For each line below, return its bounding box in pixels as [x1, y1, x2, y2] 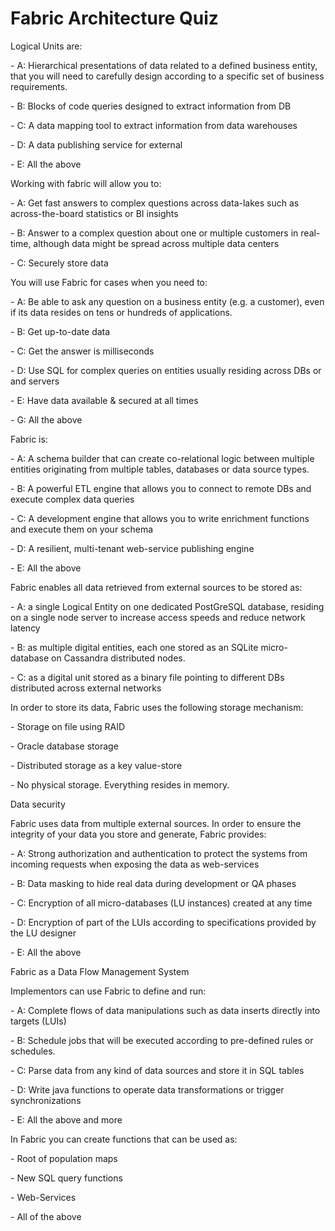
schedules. [10, 1045, 56, 1057]
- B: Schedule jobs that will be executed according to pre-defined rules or [10, 1034, 314, 1046]
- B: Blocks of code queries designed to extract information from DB [10, 100, 292, 112]
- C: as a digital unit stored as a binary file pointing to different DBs [10, 671, 285, 683]
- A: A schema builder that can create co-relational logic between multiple [10, 452, 315, 464]
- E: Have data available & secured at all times [10, 394, 199, 406]
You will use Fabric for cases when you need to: [10, 276, 208, 288]
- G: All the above [10, 413, 83, 426]
